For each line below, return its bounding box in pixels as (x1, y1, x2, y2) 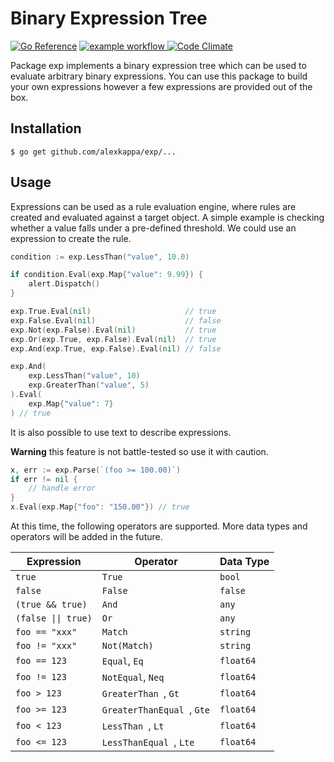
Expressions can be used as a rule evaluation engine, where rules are (10, 200, 297, 212)
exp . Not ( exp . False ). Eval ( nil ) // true (10, 325, 217, 335)
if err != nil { (10, 474, 78, 484)
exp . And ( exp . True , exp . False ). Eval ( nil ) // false (10, 343, 222, 354)
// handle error (28, 483, 97, 494)
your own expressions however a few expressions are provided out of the (10, 80, 313, 92)
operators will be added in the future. (10, 531, 163, 543)
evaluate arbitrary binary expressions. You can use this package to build (10, 70, 308, 82)
